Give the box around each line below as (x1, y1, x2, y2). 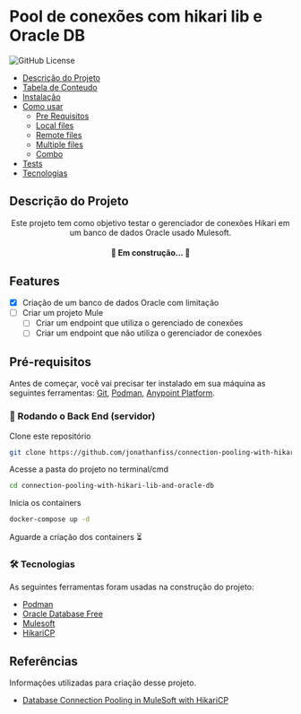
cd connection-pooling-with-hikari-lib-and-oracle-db (9, 482, 215, 491)
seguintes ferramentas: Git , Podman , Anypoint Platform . (9, 387, 215, 398)
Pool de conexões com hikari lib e (9, 6, 262, 27)
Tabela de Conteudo (21, 82, 99, 92)
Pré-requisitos (9, 354, 92, 370)
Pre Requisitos (35, 110, 90, 121)
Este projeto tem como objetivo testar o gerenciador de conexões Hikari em (11, 217, 290, 228)
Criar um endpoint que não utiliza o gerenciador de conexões (35, 327, 262, 338)
